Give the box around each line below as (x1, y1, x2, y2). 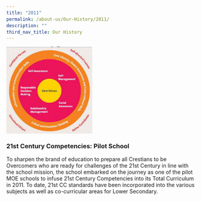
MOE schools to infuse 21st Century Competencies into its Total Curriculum (6, 175, 194, 182)
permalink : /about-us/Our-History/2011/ (6, 16, 110, 22)
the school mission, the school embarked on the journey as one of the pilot (6, 168, 193, 176)
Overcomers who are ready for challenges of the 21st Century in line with (6, 162, 189, 170)
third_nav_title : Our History (6, 29, 83, 35)
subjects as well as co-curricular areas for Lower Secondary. (6, 188, 159, 195)
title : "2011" (6, 10, 42, 16)
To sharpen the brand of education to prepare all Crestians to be (6, 156, 167, 163)
